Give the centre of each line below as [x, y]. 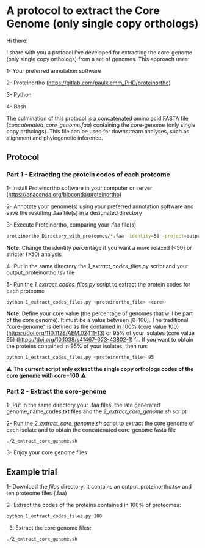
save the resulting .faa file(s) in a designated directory [74, 212]
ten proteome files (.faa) [37, 493]
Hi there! [17, 40]
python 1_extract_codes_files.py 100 [54, 516]
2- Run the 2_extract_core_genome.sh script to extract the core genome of [100, 423]
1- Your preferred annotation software [54, 70]
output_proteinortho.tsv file [41, 272]
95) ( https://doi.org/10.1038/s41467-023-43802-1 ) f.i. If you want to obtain [100, 340]
